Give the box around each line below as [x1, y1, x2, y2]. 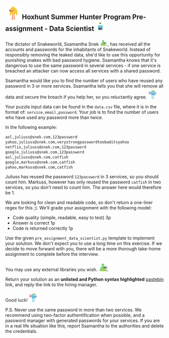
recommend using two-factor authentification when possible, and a [5, 312, 145, 318]
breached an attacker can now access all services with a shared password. [5, 67, 161, 74]
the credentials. [5, 328, 38, 334]
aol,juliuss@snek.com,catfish [5, 155, 69, 160]
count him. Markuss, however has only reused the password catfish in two [5, 179, 161, 185]
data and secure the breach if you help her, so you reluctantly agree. [5, 94, 147, 100]
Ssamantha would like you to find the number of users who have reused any [5, 78, 163, 84]
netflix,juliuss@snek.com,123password [5, 145, 87, 150]
